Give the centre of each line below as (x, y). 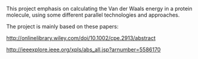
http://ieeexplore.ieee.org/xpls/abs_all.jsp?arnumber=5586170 (84, 49)
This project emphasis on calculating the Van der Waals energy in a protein (99, 9)
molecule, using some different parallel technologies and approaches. (93, 15)
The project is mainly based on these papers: (62, 27)
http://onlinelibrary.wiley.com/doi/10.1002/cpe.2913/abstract (81, 38)
